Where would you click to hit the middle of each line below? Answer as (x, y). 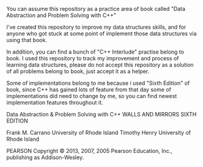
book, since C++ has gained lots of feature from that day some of (89, 90)
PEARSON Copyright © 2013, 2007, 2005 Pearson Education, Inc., (90, 151)
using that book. (27, 40)
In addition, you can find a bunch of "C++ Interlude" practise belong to (95, 52)
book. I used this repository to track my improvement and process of (93, 58)
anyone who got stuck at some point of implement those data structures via (102, 34)
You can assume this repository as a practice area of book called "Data (96, 9)
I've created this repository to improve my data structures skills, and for (96, 27)
